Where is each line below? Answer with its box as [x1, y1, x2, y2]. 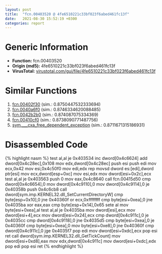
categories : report [5, 20, 45, 26]
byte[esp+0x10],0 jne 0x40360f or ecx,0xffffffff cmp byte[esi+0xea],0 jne [5, 197, 153, 203]
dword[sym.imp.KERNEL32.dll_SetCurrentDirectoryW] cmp [5, 192, 123, 197]
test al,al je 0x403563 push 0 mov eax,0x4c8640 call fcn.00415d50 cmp [5, 176, 151, 182]
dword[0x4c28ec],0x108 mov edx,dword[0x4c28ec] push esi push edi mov [5, 160, 157, 166]
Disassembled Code [5, 139, 88, 150]
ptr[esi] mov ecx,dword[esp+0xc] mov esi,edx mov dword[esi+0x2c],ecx [5, 171, 152, 177]
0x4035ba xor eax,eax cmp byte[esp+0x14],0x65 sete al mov [5, 202, 129, 208]
